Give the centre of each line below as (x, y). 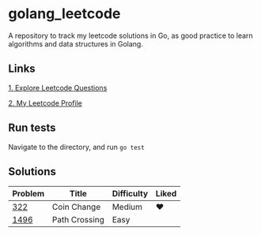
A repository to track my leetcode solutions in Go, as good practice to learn (130, 35)
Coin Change (76, 207)
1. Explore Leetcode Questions (58, 88)
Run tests (32, 128)
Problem (28, 194)
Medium (127, 207)
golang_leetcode (64, 14)
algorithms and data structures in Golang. (76, 43)
